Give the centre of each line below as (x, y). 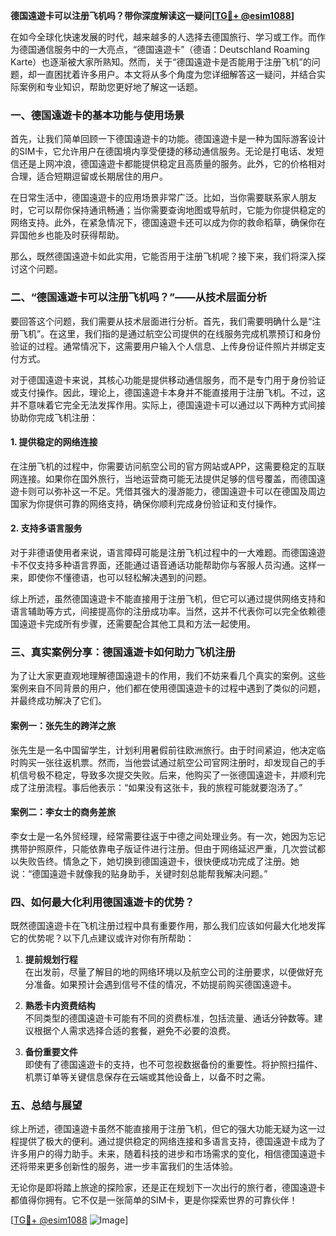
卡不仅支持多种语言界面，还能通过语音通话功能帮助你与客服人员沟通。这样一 (168, 565)
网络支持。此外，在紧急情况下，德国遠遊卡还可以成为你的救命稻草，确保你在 (168, 223)
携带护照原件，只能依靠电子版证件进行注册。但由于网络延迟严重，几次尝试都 (168, 848)
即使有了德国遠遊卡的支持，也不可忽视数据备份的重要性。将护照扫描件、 (173, 1064)
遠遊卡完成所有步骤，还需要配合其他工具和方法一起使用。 (137, 623)
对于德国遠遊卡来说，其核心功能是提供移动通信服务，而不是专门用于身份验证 (168, 380)
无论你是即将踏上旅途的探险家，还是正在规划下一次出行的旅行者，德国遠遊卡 (168, 1188)
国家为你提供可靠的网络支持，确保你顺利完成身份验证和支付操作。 (146, 503)
